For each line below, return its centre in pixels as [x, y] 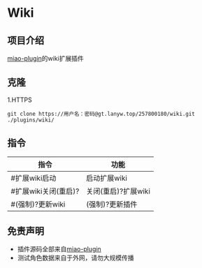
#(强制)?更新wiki [38, 204]
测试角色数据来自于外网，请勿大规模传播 [75, 258]
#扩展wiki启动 [34, 178]
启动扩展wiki [107, 178]
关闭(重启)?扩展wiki [118, 191]
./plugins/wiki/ [31, 120]
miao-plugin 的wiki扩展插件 [45, 58]
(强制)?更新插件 [112, 204]
